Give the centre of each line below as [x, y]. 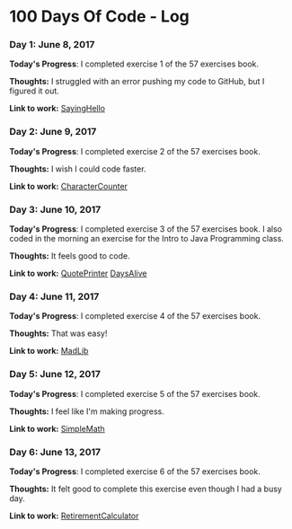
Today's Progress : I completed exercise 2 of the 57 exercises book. [135, 151]
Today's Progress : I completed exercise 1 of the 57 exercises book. [134, 64]
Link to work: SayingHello [58, 109]
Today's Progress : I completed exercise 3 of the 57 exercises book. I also [146, 229]
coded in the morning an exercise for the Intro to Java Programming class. [147, 239]
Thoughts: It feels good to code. [70, 256]
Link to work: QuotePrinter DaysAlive [78, 273]
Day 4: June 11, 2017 [54, 296]
